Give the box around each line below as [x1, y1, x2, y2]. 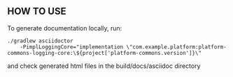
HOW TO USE [7, 6, 66, 17]
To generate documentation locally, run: [7, 24, 122, 32]
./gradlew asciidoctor [7, 37, 73, 44]
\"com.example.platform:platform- [126, 43, 227, 51]
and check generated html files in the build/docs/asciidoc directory [7, 62, 201, 70]
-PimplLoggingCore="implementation [20, 43, 124, 51]
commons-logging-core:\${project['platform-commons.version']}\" [7, 49, 202, 56]
